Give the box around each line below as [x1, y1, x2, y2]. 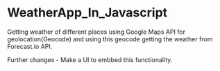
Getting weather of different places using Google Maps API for [7, 28, 186, 36]
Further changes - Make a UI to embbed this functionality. [7, 55, 173, 63]
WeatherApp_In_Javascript [7, 5, 168, 21]
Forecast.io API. [7, 42, 53, 50]
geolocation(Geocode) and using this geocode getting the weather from [7, 34, 213, 43]
